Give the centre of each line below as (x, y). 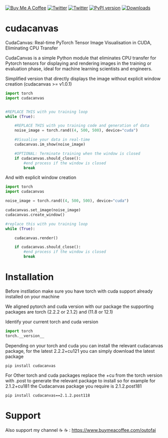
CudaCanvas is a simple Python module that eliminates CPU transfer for (81, 58)
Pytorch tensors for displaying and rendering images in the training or (78, 63)
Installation (30, 277)
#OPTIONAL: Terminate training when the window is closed (77, 153)
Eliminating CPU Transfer (32, 48)
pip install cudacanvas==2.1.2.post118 (48, 395)
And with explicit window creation (41, 177)
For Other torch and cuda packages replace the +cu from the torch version (84, 375)
